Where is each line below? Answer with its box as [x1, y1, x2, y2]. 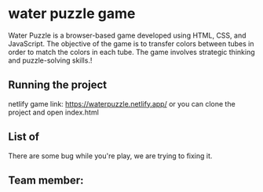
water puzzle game [8, 5, 136, 23]
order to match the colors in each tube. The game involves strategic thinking [8, 47, 255, 56]
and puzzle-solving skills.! [8, 56, 93, 65]
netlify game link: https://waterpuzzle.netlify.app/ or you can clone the [8, 99, 236, 108]
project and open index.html [8, 107, 100, 117]
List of [8, 130, 40, 143]
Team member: [8, 173, 84, 187]
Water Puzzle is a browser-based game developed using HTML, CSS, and [8, 31, 247, 40]
